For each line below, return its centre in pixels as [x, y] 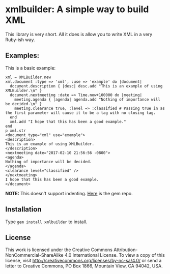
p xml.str [16, 131]
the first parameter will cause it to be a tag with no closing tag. [81, 113]
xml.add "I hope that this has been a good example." [68, 121]
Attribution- [126, 250]
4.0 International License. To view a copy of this [115, 255]
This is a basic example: [31, 68]
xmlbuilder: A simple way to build [77, 9]
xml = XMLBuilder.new [28, 77]
